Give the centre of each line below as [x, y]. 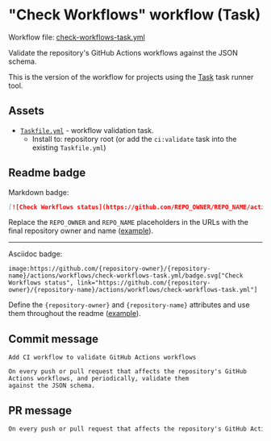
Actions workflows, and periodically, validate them [99, 379]
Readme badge [47, 173]
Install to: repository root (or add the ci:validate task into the [134, 139]
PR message [40, 410]
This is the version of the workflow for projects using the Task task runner [131, 77]
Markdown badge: [39, 192]
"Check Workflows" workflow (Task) [134, 15]
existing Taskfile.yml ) [69, 148]
